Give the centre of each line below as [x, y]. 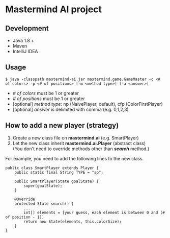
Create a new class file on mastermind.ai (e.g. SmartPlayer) [76, 138]
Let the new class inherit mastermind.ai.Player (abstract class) [79, 143]
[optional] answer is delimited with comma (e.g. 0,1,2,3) [70, 109]
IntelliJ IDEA [25, 51]
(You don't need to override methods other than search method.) [81, 149]
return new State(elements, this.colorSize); [73, 221]
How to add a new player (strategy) [62, 125]
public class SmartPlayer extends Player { [52, 168]
